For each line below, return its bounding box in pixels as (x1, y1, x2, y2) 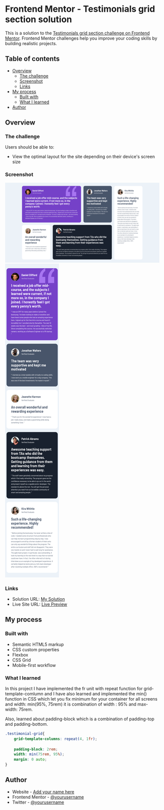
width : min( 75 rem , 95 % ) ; (14, 752, 65, 757)
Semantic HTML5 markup (12, 641, 64, 647)
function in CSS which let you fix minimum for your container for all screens (5, 696, 158, 702)
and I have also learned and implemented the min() (44, 690, 147, 697)
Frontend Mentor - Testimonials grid (5, 3, 155, 15)
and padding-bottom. (5, 721, 48, 727)
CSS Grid (12, 657, 31, 663)
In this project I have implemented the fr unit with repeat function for (5, 685, 143, 691)
